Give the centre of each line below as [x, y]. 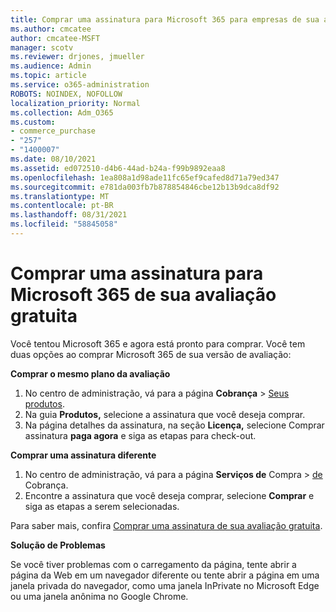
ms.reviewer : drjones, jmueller [77, 57]
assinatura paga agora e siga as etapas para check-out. [140, 435]
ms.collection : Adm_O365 [62, 112]
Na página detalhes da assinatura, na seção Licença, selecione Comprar [174, 425]
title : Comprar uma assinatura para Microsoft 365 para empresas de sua [165, 19]
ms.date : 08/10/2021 [53, 159]
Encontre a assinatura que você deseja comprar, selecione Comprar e [169, 495]
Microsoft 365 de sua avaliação [143, 295]
